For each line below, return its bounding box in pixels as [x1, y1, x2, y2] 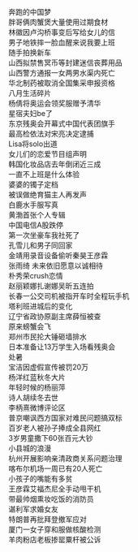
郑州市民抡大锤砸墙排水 [8, 332, 87, 341]
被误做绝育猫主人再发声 [8, 190, 87, 199]
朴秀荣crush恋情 [8, 271, 63, 280]
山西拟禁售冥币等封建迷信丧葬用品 [8, 58, 123, 67]
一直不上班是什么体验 [8, 170, 80, 179]
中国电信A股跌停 [8, 220, 63, 230]
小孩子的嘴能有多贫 [8, 474, 73, 483]
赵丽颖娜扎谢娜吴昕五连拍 [8, 281, 94, 291]
